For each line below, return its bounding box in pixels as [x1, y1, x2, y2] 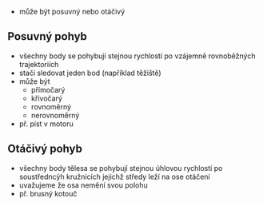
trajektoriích [18, 59, 59, 69]
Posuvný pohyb [7, 30, 87, 43]
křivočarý [30, 93, 63, 103]
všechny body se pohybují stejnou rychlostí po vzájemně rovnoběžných [18, 51, 256, 61]
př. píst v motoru [18, 119, 74, 129]
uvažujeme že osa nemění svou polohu [18, 180, 149, 190]
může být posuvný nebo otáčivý [18, 7, 126, 16]
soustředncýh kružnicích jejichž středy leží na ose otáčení [18, 172, 210, 181]
